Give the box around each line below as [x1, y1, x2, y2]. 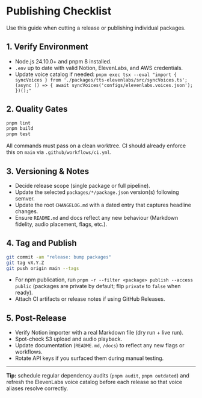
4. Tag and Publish [6, 238, 77, 248]
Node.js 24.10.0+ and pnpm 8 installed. [14, 57, 112, 65]
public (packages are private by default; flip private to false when [14, 283, 182, 290]
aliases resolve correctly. [6, 385, 68, 392]
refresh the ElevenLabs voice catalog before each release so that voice [6, 379, 182, 386]
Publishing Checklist [6, 4, 112, 18]
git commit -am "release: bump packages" [6, 254, 112, 260]
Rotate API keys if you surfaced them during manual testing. [14, 355, 164, 362]
